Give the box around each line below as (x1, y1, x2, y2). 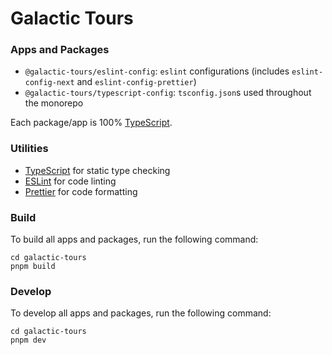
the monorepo (24, 97, 84, 109)
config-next (24, 78, 75, 88)
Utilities (10, 142, 49, 156)
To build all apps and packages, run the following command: (10, 233, 259, 246)
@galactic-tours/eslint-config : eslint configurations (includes (24, 65, 290, 77)
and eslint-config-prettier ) (76, 76, 197, 88)
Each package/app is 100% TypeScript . (10, 117, 173, 129)
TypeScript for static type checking (24, 164, 171, 176)
